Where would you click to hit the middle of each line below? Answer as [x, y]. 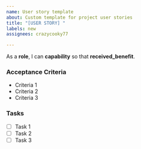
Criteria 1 [26, 85]
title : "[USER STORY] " [36, 23]
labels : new [21, 29]
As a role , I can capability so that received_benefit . [70, 56]
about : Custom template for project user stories [70, 17]
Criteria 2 [26, 91]
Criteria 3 [26, 98]
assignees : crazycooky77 [37, 34]
